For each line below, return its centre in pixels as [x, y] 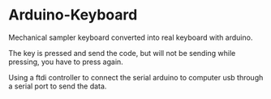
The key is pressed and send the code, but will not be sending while [122, 53]
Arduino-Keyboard [73, 15]
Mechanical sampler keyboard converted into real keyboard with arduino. [131, 37]
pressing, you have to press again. [66, 62]
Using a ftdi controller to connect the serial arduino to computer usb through [136, 77]
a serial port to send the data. [58, 86]
